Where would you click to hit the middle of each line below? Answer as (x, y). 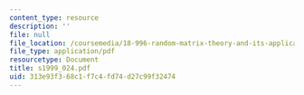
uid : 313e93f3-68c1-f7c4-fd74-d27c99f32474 (93, 77)
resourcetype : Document (54, 60)
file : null (30, 34)
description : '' (40, 26)
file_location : (38, 43)
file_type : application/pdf (62, 52)
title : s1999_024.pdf (50, 69)
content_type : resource (54, 18)
